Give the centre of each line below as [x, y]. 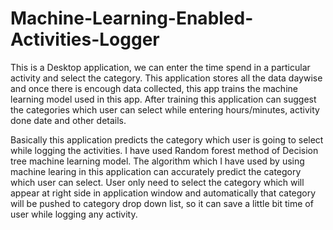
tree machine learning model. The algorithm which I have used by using [157, 161]
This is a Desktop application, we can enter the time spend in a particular [160, 67]
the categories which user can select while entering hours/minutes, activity [165, 109]
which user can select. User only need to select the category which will [157, 182]
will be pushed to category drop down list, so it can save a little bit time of [162, 203]
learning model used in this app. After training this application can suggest [163, 99]
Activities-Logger [85, 39]
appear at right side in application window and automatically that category [163, 193]
